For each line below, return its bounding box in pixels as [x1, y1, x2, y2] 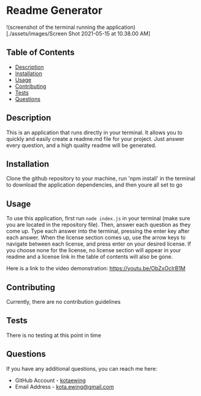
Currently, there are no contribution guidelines [6, 299, 121, 305]
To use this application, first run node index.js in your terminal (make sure [6, 215, 191, 222]
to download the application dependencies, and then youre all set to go [6, 181, 183, 188]
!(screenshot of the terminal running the [6, 23, 105, 31]
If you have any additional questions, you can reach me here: [6, 365, 158, 372]
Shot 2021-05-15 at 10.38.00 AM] [68, 29, 150, 37]
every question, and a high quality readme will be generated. [6, 141, 156, 149]
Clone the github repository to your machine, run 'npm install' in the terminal [6, 175, 196, 182]
